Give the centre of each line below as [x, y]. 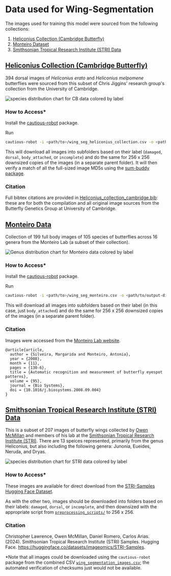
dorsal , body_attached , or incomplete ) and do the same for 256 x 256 [78, 157]
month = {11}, [25, 363]
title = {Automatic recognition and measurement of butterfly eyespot [86, 372]
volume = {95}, [26, 381]
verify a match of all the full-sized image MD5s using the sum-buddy [77, 168]
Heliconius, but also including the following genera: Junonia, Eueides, [78, 446]
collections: [17, 29]
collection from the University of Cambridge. [52, 89]
